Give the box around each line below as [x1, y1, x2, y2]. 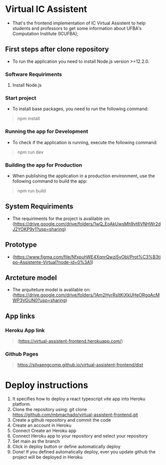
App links [5, 312, 35, 320]
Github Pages [5, 350, 39, 357]
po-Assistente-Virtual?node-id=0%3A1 [12, 259, 92, 265]
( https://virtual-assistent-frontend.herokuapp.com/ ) [17, 338, 123, 344]
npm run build [17, 188, 46, 194]
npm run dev [17, 149, 44, 155]
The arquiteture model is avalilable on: [12, 287, 91, 293]
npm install [17, 116, 40, 122]
